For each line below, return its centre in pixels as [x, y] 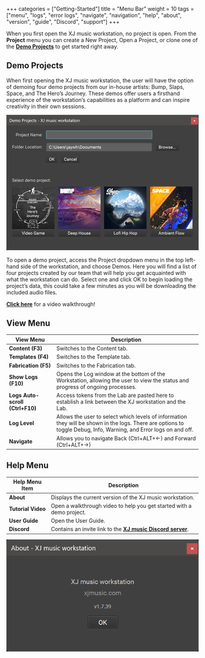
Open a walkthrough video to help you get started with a [121, 506]
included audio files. [32, 292]
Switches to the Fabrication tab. [96, 365]
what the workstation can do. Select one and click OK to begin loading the [99, 279]
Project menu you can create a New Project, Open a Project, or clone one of [102, 40]
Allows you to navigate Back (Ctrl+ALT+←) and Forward [126, 438]
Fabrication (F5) [30, 365]
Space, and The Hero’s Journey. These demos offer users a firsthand [93, 93]
